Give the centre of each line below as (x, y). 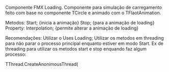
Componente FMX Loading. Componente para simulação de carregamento (83, 7)
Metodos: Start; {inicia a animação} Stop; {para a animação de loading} (80, 23)
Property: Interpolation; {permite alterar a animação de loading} (72, 28)
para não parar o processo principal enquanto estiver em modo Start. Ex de (84, 43)
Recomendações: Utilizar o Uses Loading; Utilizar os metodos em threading (84, 38)
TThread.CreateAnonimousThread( (42, 64)
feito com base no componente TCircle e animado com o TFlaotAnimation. (83, 13)
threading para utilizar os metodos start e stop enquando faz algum (76, 49)
